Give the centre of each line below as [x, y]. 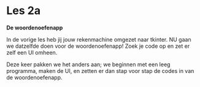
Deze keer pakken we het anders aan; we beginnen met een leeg [88, 64]
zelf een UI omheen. [32, 52]
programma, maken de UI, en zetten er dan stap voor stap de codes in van [100, 70]
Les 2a [24, 11]
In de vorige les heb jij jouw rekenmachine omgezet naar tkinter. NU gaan [99, 39]
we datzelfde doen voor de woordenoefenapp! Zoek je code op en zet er [98, 46]
